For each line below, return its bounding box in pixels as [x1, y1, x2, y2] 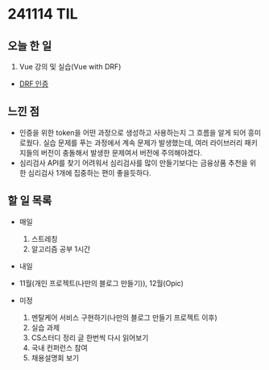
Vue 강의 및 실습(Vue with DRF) [19, 62, 122, 71]
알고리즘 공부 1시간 [31, 243, 91, 254]
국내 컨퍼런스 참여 [31, 343, 88, 352]
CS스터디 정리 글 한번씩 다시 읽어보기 [31, 332, 149, 343]
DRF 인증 [19, 79, 49, 89]
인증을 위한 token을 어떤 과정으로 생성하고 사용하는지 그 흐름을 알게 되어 [19, 127, 246, 137]
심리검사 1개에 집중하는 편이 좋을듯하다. [27, 168, 152, 177]
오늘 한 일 [7, 39, 52, 52]
